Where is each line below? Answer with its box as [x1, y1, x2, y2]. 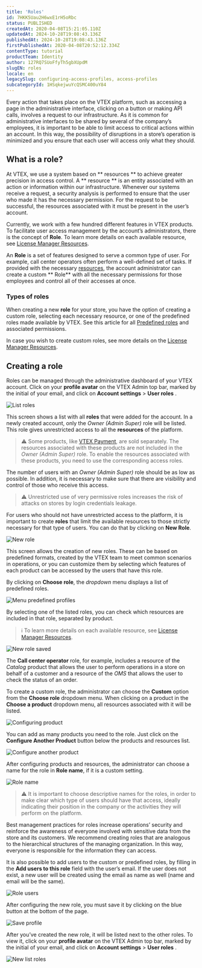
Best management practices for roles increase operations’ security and [6, 821, 183, 828]
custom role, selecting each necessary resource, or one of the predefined [6, 312, 190, 320]
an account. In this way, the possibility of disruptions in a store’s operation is [6, 130, 196, 138]
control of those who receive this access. [6, 481, 109, 489]
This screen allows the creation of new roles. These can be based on [6, 547, 178, 554]
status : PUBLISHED [6, 20, 52, 26]
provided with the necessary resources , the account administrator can [6, 264, 181, 272]
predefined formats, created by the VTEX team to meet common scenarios [6, 554, 192, 561]
